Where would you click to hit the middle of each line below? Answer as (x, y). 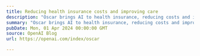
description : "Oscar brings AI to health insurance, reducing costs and (98, 17)
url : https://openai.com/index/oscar (53, 39)
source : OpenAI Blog (32, 34)
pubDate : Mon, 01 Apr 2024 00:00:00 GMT (57, 28)
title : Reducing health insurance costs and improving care (82, 11)
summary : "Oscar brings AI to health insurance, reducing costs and (93, 22)
